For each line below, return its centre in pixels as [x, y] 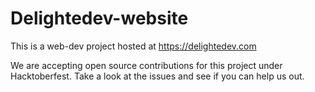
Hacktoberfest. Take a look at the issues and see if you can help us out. [157, 76]
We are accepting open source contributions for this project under [146, 65]
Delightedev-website [99, 18]
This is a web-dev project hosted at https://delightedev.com [133, 46]
